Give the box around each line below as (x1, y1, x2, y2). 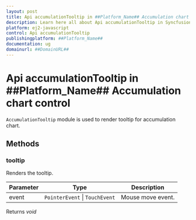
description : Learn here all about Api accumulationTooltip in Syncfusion (6, 19, 192, 25)
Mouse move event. (120, 193, 175, 201)
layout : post (6, 8, 38, 15)
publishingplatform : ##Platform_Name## (6, 36, 103, 41)
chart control (6, 96, 71, 110)
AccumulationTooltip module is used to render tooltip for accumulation (6, 116, 176, 123)
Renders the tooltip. (6, 170, 54, 177)
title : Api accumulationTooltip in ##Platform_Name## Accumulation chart (6, 14, 190, 20)
